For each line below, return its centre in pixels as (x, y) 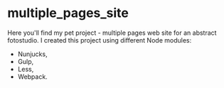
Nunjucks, (32, 54)
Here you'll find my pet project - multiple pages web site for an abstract (112, 33)
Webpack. (32, 77)
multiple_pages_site (68, 13)
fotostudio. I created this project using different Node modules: (100, 40)
